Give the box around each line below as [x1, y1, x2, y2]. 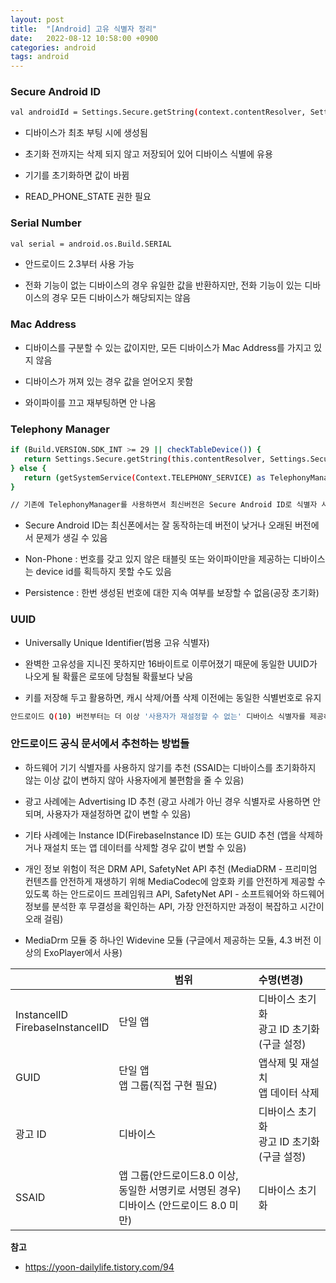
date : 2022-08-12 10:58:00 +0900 [10, 33, 159, 43]
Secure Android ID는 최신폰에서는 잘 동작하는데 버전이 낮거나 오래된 [24, 519, 293, 531]
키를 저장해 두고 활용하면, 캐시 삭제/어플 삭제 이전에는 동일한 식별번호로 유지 [24, 691, 322, 703]
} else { [10, 463, 47, 473]
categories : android [10, 42, 97, 53]
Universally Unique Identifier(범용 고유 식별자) [24, 636, 210, 648]
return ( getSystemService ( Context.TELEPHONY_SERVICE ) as [23, 472, 267, 483]
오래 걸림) [24, 912, 64, 925]
